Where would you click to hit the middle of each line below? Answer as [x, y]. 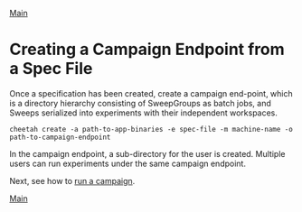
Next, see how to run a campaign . [72, 180]
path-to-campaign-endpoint [60, 137]
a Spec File [51, 69]
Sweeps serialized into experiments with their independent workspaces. [144, 113]
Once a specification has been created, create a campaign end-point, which [151, 93]
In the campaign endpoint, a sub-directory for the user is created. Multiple [147, 153]
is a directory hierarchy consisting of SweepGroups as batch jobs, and [140, 103]
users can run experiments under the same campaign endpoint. [128, 163]
